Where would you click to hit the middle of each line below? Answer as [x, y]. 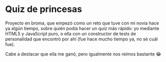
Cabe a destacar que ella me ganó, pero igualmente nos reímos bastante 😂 [83, 54]
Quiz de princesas [44, 9]
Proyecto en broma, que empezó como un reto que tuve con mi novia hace [82, 23]
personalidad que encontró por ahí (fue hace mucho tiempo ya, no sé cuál [81, 39]
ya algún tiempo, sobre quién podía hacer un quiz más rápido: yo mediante [82, 28]
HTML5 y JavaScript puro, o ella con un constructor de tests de [71, 33]
